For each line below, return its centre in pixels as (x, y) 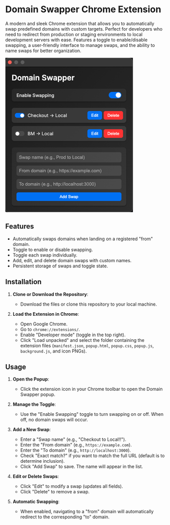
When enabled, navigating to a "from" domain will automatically (87, 512)
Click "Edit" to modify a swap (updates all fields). (72, 486)
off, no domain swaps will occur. (54, 420)
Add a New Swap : (32, 430)
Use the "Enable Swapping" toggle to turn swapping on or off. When (92, 414)
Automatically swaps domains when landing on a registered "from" (83, 239)
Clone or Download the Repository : (50, 294)
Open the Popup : (31, 379)
